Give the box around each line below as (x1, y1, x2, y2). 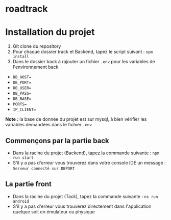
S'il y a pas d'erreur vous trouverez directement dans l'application (12, 203, 152, 209)
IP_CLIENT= (12, 107, 36, 113)
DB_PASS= (12, 91, 32, 96)
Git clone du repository (12, 43, 61, 49)
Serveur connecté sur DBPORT (12, 166, 75, 171)
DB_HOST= (12, 75, 32, 80)
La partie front (5, 180, 52, 188)
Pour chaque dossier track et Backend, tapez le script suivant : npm (12, 49, 153, 55)
